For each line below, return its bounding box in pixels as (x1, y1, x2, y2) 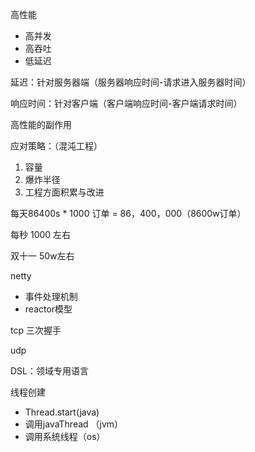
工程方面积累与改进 (24, 186, 105, 198)
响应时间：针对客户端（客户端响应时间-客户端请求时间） (10, 98, 243, 109)
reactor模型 (24, 303, 73, 315)
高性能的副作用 (10, 119, 72, 130)
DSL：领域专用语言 (10, 365, 90, 377)
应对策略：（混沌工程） (10, 140, 103, 152)
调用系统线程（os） (24, 431, 106, 442)
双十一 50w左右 (10, 250, 75, 262)
